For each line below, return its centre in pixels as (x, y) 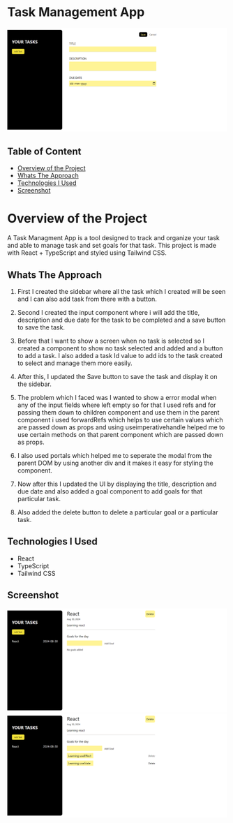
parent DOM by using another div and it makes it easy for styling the (115, 463)
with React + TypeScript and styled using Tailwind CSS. (87, 253)
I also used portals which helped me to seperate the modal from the (115, 455)
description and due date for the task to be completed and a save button (121, 320)
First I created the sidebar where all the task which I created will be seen (121, 291)
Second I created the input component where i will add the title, (108, 312)
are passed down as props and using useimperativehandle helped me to (121, 427)
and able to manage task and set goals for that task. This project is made (112, 246)
